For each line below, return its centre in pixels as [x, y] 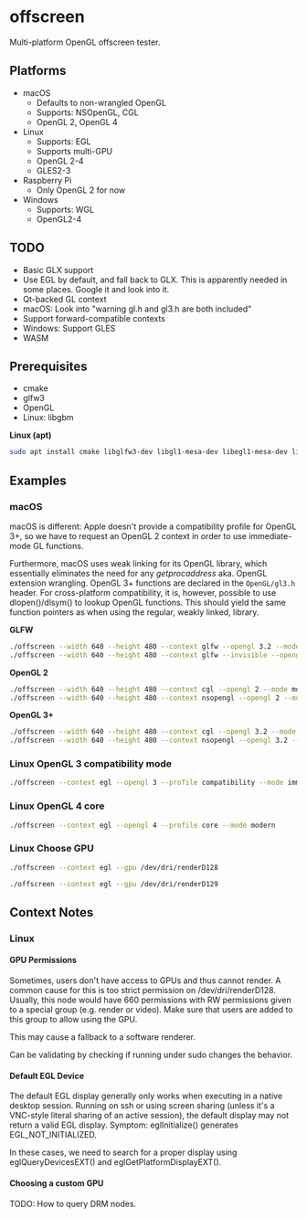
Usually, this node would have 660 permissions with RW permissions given [150, 1000]
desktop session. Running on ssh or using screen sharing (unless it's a [142, 1106]
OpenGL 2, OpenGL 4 [77, 122]
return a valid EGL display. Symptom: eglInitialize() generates [124, 1125]
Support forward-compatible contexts [94, 318]
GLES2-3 [53, 170]
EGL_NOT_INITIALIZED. [53, 1135]
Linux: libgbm [48, 418]
